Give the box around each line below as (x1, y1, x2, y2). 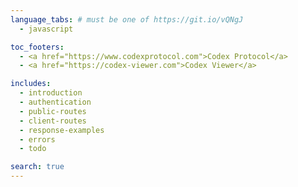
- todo (19, 144, 47, 154)
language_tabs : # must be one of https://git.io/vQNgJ (10, 14, 244, 25)
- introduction (19, 88, 83, 98)
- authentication (19, 97, 92, 107)
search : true (10, 162, 65, 172)
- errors (19, 134, 56, 145)
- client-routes (19, 116, 87, 126)
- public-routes (19, 106, 87, 116)
